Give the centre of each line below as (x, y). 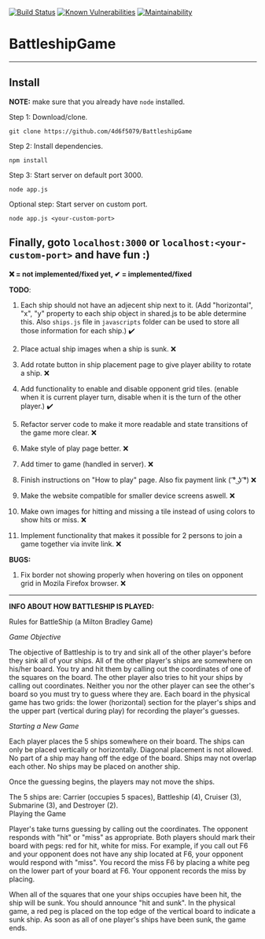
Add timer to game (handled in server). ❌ (87, 464)
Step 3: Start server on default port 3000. (76, 175)
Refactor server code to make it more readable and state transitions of (134, 424)
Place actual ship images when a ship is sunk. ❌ (98, 349)
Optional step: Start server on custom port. (78, 204)
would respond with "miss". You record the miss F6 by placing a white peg (129, 862)
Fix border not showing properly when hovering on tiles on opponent (132, 574)
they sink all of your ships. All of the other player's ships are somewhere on (131, 660)
